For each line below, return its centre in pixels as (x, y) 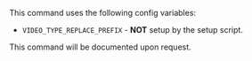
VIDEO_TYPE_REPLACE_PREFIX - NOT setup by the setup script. (132, 30)
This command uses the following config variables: (103, 13)
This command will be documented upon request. (100, 47)
